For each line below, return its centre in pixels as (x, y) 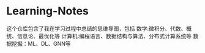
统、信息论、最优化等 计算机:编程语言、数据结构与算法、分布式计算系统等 (99, 36)
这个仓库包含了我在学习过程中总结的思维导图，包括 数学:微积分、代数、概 (99, 28)
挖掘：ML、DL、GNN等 (41, 43)
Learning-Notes (47, 11)
